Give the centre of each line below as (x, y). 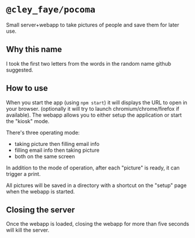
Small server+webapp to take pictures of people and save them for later (93, 25)
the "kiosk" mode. (28, 121)
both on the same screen (45, 156)
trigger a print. (23, 174)
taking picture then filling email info (57, 144)
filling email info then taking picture (57, 150)
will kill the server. (28, 230)
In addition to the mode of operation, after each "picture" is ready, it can (93, 168)
